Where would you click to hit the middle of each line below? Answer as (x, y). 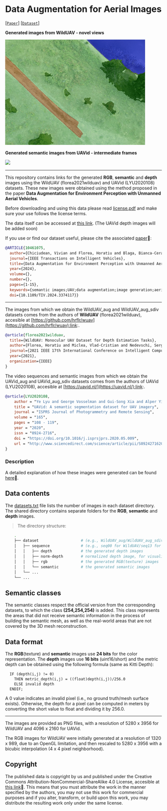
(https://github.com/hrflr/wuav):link (41, 325)
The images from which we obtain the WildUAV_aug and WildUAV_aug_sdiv (82, 309)
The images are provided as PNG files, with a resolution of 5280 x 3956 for (82, 723)
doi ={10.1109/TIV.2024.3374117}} (44, 295)
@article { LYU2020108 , (28, 396)
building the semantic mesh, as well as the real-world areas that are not (78, 621)
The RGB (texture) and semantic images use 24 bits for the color (71, 654)
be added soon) (21, 228)
